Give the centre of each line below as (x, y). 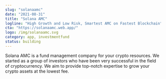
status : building (23, 42)
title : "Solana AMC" (26, 19)
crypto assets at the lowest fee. (37, 71)
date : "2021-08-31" (25, 14)
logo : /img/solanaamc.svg (32, 32)
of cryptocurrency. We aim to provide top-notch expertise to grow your (77, 66)
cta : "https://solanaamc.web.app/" (42, 28)
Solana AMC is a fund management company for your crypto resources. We (82, 55)
